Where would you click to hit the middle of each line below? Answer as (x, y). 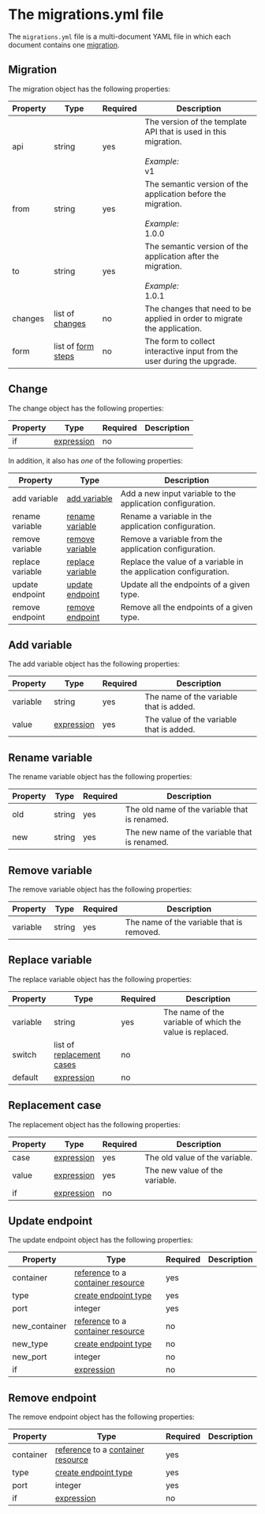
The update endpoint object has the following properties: (101, 1240)
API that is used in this (186, 131)
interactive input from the (191, 351)
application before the (185, 194)
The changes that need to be (198, 308)
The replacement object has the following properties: (94, 1124)
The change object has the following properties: (86, 408)
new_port (30, 1357)
